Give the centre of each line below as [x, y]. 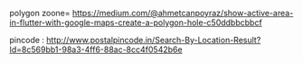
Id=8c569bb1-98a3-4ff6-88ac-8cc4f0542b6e [96, 49]
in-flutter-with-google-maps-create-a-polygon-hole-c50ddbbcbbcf [136, 22]
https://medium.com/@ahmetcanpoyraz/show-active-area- [183, 13]
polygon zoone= [40, 13]
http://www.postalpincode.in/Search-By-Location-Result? [154, 40]
